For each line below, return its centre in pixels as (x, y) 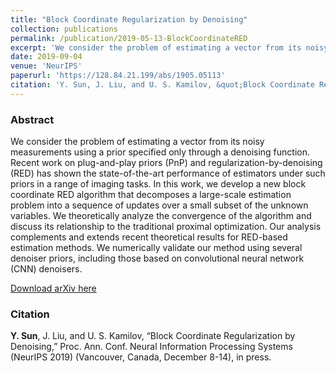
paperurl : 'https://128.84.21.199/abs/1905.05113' (118, 76)
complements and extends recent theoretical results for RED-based (149, 237)
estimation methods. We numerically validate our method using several (156, 248)
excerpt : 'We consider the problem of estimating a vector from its (156, 47)
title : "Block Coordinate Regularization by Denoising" (129, 19)
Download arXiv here (53, 288)
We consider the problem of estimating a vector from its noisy (137, 142)
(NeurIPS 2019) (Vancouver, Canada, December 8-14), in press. (141, 357)
